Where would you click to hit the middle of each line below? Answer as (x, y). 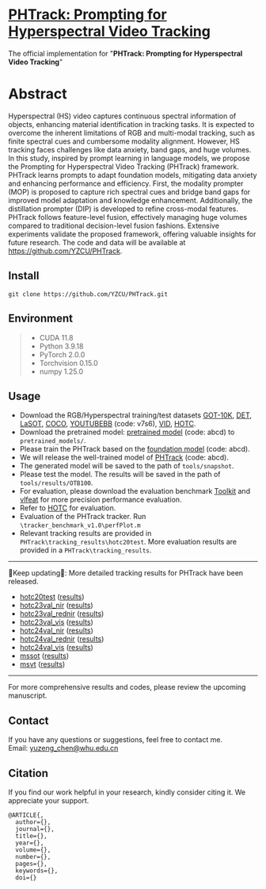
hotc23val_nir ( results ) (56, 606)
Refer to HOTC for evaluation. (68, 508)
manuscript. (28, 695)
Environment (41, 319)
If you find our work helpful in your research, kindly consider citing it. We (127, 792)
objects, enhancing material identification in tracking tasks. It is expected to (131, 124)
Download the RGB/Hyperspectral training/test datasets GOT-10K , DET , (135, 415)
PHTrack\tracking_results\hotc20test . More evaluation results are (128, 542)
